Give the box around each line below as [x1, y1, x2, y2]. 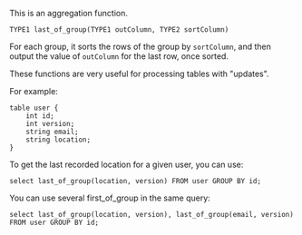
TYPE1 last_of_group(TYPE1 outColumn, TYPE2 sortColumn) [9, 25, 229, 34]
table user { [9, 103, 59, 113]
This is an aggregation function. [9, 8, 129, 18]
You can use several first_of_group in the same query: [9, 192, 210, 203]
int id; [25, 112, 54, 121]
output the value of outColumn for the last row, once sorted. [9, 51, 229, 62]
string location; [25, 135, 92, 144]
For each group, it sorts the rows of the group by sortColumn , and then [9, 41, 272, 52]
